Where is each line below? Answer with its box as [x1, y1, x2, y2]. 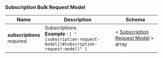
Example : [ [45, 30, 72, 37]
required [7, 38, 27, 44]
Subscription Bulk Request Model [5, 4, 86, 11]
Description [64, 16, 92, 23]
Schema [126, 16, 146, 23]
